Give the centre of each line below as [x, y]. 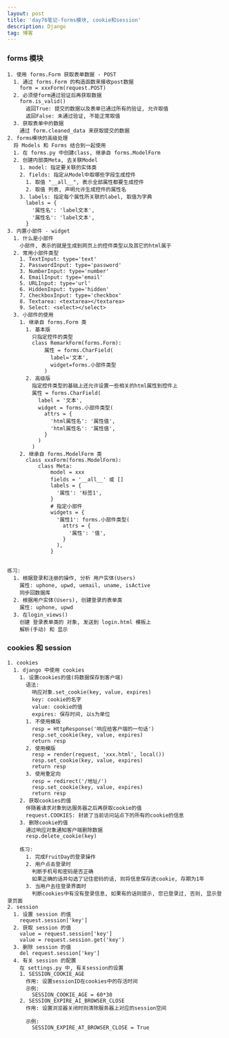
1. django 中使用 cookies [49, 670]
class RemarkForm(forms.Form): [77, 343]
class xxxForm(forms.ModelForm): [73, 460]
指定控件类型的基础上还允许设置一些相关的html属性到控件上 [105, 386]
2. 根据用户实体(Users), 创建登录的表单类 [68, 600]
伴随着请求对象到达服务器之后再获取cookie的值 [83, 808]
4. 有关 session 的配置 [45, 961]
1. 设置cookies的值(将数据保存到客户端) [72, 677]
